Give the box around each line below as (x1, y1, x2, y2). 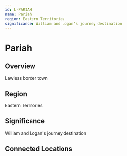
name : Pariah (5, 12, 32, 17)
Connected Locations (5, 145, 73, 153)
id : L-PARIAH (5, 7, 32, 12)
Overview (5, 62, 36, 70)
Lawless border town (5, 75, 48, 81)
